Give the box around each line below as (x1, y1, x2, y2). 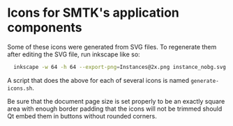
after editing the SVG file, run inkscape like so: (7, 50, 141, 58)
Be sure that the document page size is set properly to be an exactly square (7, 97, 225, 105)
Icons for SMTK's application (7, 5, 180, 21)
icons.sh (7, 85, 33, 92)
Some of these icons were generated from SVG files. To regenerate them (7, 42, 217, 51)
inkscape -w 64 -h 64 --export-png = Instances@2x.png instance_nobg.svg (13, 63, 227, 70)
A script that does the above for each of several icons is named (7, 76, 190, 84)
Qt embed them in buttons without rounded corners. (7, 111, 157, 120)
